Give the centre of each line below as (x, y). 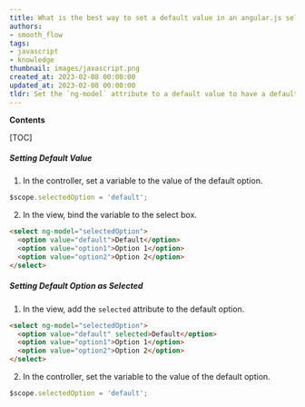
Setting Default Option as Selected (76, 286)
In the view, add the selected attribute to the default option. (133, 309)
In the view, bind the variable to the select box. (110, 215)
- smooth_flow (36, 35)
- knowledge (32, 60)
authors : (26, 26)
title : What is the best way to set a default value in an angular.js (146, 18)
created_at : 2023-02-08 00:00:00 (73, 77)
